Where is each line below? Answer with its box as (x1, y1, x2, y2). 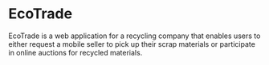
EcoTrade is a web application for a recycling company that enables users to (8, 31, 261, 40)
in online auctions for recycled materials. (8, 48, 143, 57)
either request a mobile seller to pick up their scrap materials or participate (8, 39, 255, 48)
